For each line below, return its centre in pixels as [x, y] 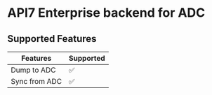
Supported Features [52, 39]
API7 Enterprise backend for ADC [106, 13]
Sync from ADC [37, 81]
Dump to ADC [33, 70]
